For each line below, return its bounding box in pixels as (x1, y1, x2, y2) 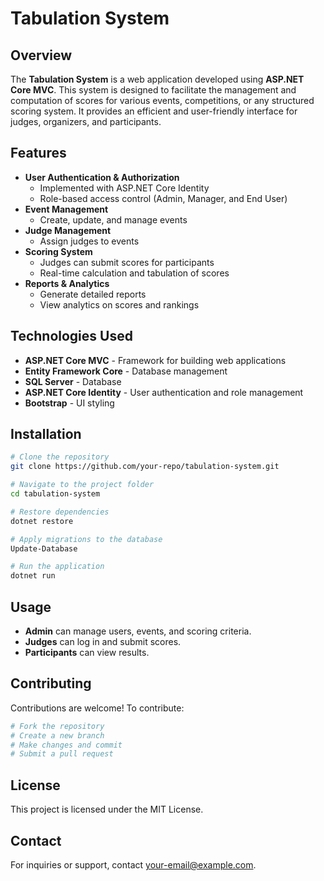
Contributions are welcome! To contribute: (10, 702, 185, 714)
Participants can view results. (24, 647, 150, 658)
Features (10, 145, 67, 162)
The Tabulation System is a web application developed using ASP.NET (10, 73, 305, 85)
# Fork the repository (10, 721, 105, 731)
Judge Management (24, 224, 112, 236)
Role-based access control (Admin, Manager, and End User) (39, 192, 288, 204)
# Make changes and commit (10, 740, 123, 750)
